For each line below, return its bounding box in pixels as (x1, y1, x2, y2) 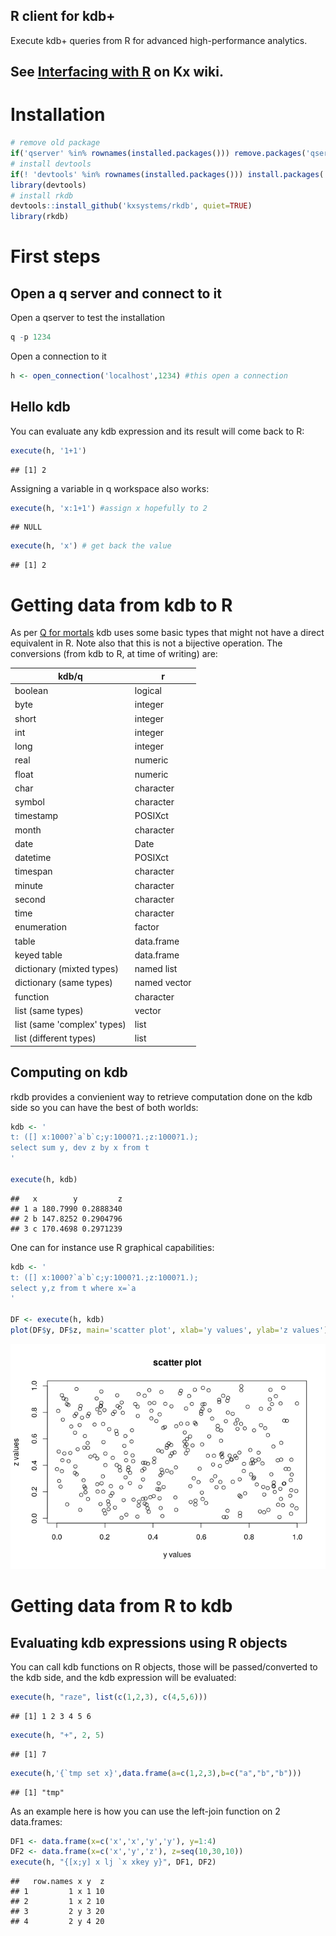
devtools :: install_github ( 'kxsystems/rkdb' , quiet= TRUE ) (10, 201, 253, 211)
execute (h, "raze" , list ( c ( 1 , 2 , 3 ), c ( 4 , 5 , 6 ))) (10, 1692, 208, 1702)
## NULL (10, 522, 43, 533)
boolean (14, 685, 49, 697)
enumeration (14, 921, 67, 933)
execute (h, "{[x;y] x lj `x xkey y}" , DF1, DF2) (10, 1857, 217, 1868)
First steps (10, 245, 101, 268)
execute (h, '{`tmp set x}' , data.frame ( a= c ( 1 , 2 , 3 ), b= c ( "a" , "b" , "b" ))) (10, 1768, 302, 1778)
